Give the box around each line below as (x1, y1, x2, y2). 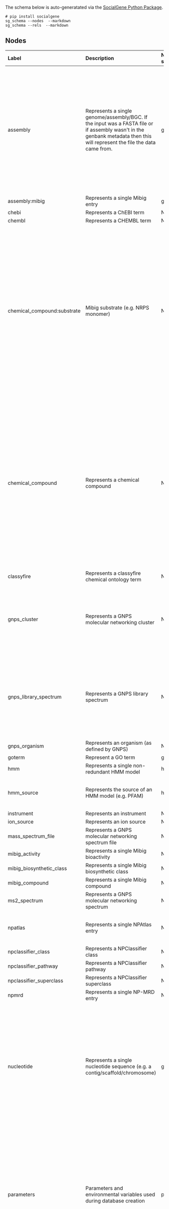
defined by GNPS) (85, 745, 128, 752)
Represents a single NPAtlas (85, 921, 152, 928)
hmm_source (8, 789, 39, 796)
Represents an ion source (85, 818, 146, 825)
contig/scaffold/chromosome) (85, 1069, 156, 1076)
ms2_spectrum (8, 897, 43, 904)
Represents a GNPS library (85, 690, 148, 697)
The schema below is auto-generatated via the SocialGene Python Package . (5, 5, 163, 10)
